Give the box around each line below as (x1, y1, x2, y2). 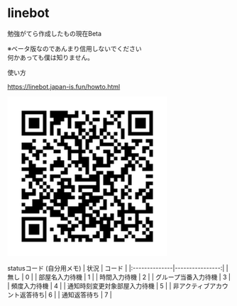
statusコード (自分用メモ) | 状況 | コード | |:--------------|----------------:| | (7, 263, 228, 272)
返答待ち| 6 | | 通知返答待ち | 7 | (19, 290, 112, 299)
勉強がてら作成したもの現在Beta (7, 29, 101, 38)
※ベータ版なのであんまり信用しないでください (7, 44, 142, 52)
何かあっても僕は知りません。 (7, 53, 94, 62)
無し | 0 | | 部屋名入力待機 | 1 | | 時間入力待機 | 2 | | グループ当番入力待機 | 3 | (7, 273, 231, 281)
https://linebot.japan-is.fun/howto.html (7, 82, 121, 91)
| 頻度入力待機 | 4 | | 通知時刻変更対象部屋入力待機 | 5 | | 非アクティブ (7, 281, 210, 290)
